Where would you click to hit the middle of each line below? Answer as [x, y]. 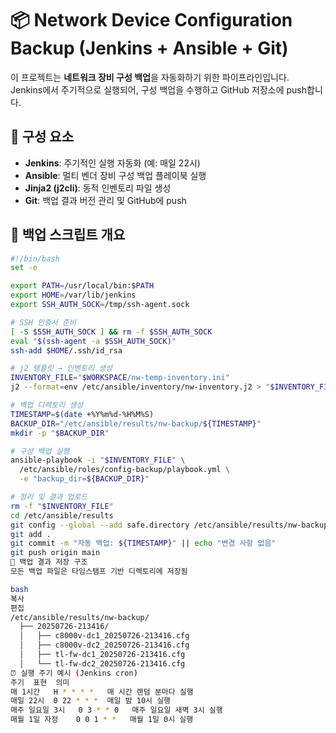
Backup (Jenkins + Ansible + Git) [149, 48]
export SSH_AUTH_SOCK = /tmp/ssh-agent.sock [100, 305]
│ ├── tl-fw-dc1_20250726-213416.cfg [102, 655]
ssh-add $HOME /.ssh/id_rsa [66, 350]
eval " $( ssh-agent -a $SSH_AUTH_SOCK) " [93, 341]
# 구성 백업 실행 [40, 451]
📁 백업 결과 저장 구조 [49, 562]
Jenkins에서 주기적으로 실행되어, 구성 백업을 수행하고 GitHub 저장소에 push [159, 89]
